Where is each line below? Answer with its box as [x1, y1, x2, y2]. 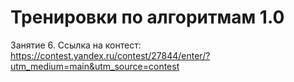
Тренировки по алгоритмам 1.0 [10, 6, 285, 29]
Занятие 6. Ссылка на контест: [10, 39, 142, 51]
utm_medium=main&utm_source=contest [10, 60, 180, 72]
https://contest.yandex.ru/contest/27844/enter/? [10, 49, 211, 61]
